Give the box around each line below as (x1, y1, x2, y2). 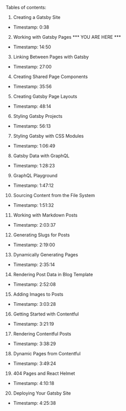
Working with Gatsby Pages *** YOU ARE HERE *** (13, 34, 121, 40)
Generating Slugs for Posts (13, 232, 70, 238)
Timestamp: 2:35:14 (13, 261, 55, 268)
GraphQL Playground (13, 173, 58, 178)
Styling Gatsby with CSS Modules (13, 133, 84, 139)
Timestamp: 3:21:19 (13, 321, 54, 327)
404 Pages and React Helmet (13, 370, 75, 376)
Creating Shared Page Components (13, 74, 88, 80)
